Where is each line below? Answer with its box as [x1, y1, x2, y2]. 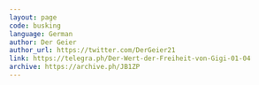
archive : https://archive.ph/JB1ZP [9, 63, 141, 72]
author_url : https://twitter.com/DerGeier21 [9, 46, 176, 55]
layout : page [9, 12, 57, 22]
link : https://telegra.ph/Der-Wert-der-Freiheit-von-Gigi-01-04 [9, 54, 251, 63]
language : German [9, 29, 73, 38]
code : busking [9, 21, 62, 30]
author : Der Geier [9, 37, 77, 47]
